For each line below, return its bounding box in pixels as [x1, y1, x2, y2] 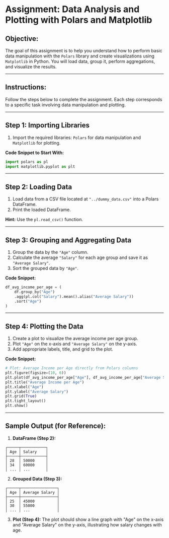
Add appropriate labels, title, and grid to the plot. [12, 346, 113, 352]
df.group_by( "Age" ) [14, 289, 55, 294]
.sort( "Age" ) [14, 299, 42, 304]
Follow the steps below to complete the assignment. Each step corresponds [5, 96, 162, 102]
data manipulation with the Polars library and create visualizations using [5, 53, 155, 59]
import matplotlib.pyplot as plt [5, 164, 75, 169]
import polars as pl [5, 159, 49, 164]
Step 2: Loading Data [5, 182, 72, 191]
